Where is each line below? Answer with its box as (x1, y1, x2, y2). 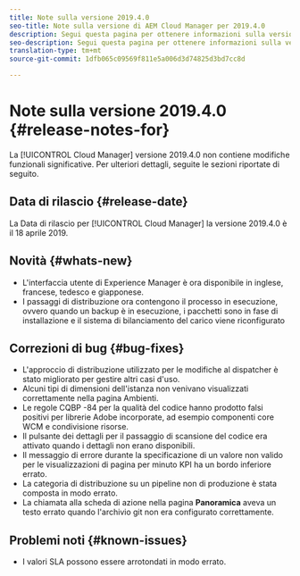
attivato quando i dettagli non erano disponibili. (21, 440, 196, 451)
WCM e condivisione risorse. (21, 422, 129, 432)
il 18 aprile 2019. (9, 227, 69, 238)
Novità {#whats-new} (9, 254, 133, 269)
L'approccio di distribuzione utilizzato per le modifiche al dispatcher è (21, 364, 279, 375)
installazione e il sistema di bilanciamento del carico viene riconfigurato (21, 314, 286, 326)
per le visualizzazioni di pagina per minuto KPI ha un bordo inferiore (21, 459, 272, 470)
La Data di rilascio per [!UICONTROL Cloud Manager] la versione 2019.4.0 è (9, 218, 287, 229)
